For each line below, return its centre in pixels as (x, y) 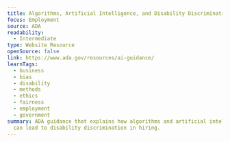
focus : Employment (33, 20)
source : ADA (24, 26)
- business (29, 70)
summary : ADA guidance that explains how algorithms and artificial (107, 121)
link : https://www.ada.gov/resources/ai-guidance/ (81, 58)
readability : (26, 32)
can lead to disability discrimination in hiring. (87, 128)
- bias (23, 77)
